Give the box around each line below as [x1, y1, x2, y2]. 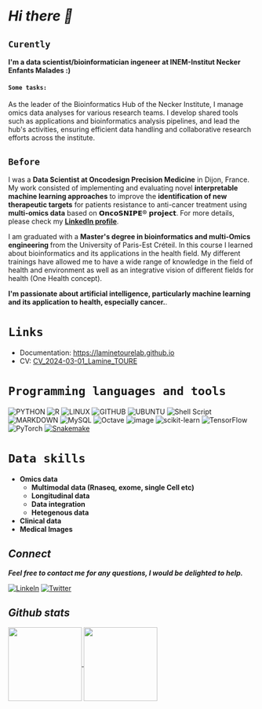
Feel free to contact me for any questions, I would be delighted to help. [8, 568, 243, 578]
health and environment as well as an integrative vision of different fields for [8, 265, 254, 275]
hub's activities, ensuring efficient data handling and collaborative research [8, 125, 252, 135]
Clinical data [19, 515, 62, 526]
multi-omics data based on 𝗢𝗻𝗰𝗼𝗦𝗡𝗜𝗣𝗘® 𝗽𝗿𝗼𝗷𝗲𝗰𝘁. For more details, [8, 209, 235, 218]
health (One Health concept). [8, 274, 103, 283]
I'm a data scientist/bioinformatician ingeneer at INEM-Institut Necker [8, 57, 241, 66]
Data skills [8, 452, 86, 467]
